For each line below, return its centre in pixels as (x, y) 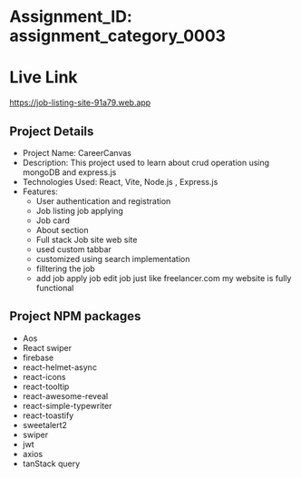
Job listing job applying (80, 210)
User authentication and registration (103, 200)
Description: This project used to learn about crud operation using (146, 162)
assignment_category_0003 (118, 36)
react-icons (44, 376)
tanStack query (51, 463)
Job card (53, 220)
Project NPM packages (75, 316)
